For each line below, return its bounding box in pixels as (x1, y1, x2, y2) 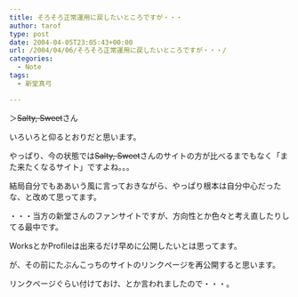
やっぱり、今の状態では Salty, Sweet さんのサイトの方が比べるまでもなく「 (9, 150, 281, 161)
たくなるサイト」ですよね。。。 (24, 161, 134, 172)
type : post (9, 29, 50, 38)
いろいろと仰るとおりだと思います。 (9, 131, 141, 142)
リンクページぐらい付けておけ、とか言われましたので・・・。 (9, 277, 234, 289)
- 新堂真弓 (17, 79, 52, 88)
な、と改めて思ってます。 (9, 191, 102, 202)
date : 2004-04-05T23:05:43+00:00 (9, 37, 133, 47)
